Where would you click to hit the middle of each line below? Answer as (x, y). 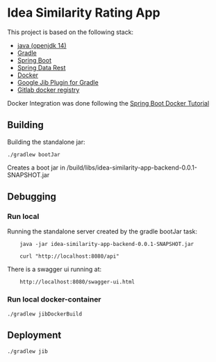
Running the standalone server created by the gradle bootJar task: (102, 231)
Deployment (34, 335)
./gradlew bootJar (34, 154)
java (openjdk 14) (42, 45)
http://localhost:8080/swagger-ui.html (77, 282)
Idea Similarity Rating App (84, 13)
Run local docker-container (55, 299)
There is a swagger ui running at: (55, 270)
